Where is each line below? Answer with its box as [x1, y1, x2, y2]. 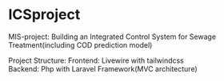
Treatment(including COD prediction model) [8, 40, 153, 49]
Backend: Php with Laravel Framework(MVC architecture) [8, 64, 198, 73]
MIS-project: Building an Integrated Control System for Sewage [8, 32, 217, 41]
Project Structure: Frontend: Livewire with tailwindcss [8, 56, 184, 65]
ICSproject [8, 6, 81, 24]
